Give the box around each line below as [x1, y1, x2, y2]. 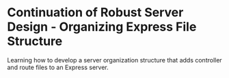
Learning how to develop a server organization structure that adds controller [7, 56, 222, 64]
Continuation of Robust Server [7, 5, 184, 20]
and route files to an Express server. [7, 63, 109, 71]
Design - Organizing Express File [7, 19, 197, 35]
